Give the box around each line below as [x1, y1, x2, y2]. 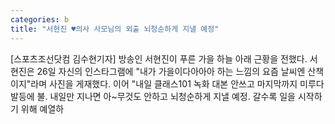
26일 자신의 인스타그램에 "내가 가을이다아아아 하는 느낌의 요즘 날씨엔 [36, 65, 306, 77]
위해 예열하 [20, 102, 65, 115]
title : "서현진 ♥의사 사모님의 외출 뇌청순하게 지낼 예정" [10, 24, 220, 34]
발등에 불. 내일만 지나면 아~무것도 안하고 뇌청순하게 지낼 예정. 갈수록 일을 [10, 90, 296, 102]
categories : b [10, 14, 70, 25]
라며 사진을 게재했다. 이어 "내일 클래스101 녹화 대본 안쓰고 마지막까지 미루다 [30, 77, 325, 90]
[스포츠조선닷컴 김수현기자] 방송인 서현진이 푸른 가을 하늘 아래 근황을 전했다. [10, 52, 308, 65]
